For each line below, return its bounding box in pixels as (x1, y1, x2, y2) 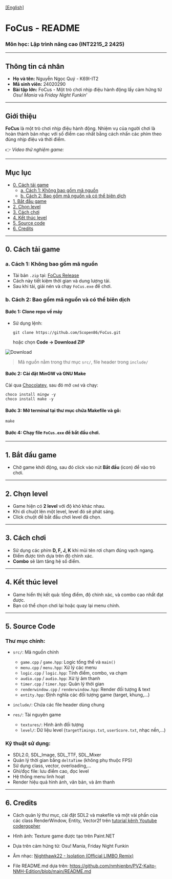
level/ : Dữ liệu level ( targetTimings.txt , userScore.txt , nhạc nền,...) (20, 727, 166, 733)
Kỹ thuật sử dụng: (5, 740, 51, 747)
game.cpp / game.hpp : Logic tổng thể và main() (20, 659, 116, 665)
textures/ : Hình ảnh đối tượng (20, 721, 84, 728)
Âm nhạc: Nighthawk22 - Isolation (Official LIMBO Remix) (12, 853, 134, 859)
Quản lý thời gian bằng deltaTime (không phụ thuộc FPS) (12, 757, 133, 763)
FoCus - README (5, 23, 80, 34)
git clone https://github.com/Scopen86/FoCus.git (12, 330, 121, 335)
